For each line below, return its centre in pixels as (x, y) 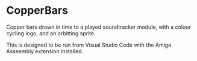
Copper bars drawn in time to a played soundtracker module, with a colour (98, 27)
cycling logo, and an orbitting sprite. (51, 33)
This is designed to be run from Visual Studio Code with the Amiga (89, 45)
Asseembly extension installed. (45, 51)
